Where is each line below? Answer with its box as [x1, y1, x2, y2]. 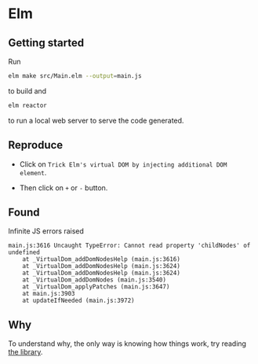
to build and [8, 86, 47, 95]
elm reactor [8, 101, 47, 109]
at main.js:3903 [22, 290, 76, 298]
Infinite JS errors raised [8, 226, 85, 236]
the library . [8, 347, 43, 357]
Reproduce [8, 138, 64, 152]
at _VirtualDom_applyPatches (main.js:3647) [22, 283, 170, 291]
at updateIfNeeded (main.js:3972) [22, 296, 135, 305]
